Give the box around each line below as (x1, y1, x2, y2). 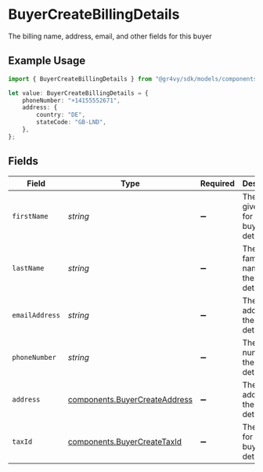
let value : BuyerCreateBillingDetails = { (8, 89, 149, 97)
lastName (12, 263, 45, 272)
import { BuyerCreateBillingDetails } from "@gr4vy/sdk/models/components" (8, 74, 261, 83)
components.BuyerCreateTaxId (67, 436, 182, 447)
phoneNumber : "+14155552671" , (22, 96, 121, 104)
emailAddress (12, 310, 61, 319)
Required (200, 178, 235, 189)
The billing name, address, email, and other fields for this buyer (8, 31, 212, 41)
